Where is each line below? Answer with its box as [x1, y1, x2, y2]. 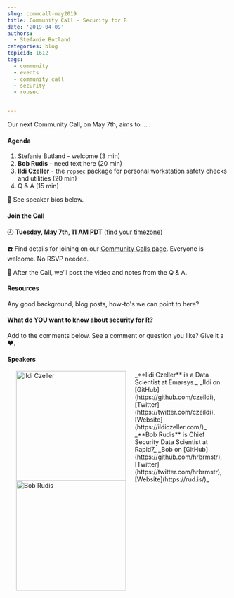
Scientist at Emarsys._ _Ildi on [134, 378, 221, 386]
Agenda [7, 136, 31, 145]
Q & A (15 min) [17, 182, 60, 190]
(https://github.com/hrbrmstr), [134, 453, 223, 461]
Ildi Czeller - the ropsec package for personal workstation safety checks [17, 167, 227, 176]
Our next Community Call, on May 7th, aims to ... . [7, 120, 151, 129]
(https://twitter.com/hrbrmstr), [134, 468, 223, 476]
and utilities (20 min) [17, 174, 77, 183]
